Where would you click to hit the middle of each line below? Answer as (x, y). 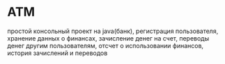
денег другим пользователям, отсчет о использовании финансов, (106, 45)
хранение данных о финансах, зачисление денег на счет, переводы (108, 38)
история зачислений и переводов (57, 53)
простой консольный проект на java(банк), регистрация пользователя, (113, 31)
